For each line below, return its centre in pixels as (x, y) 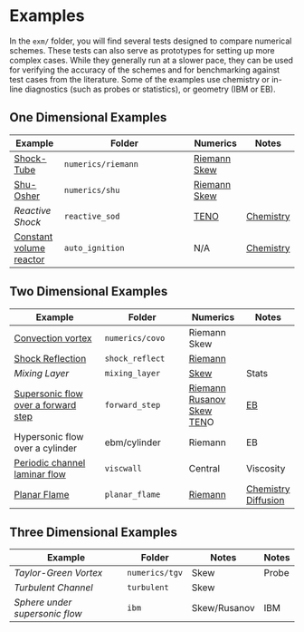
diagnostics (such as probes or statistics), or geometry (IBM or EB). (150, 89)
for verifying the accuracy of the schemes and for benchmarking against (145, 70)
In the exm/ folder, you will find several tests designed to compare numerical (151, 41)
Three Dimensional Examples (94, 532)
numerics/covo (135, 338)
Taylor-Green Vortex (58, 573)
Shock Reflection (50, 358)
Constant (33, 237)
